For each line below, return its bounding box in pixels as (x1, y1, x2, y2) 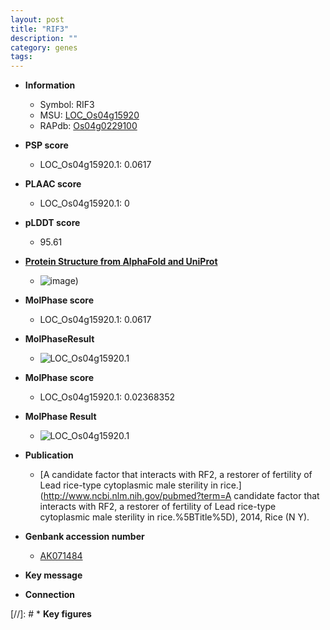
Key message (24, 569, 83, 581)
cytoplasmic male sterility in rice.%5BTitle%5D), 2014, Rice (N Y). (39, 511, 310, 523)
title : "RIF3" (10, 24, 70, 34)
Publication (24, 449, 74, 461)
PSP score (24, 139, 69, 151)
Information (24, 79, 76, 91)
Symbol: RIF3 (39, 99, 95, 111)
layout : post (10, 14, 65, 25)
